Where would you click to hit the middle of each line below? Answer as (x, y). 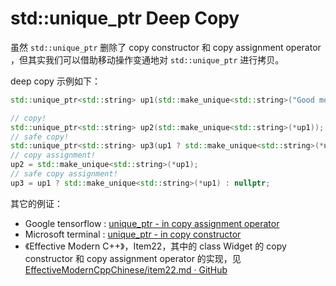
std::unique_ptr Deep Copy (125, 18)
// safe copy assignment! (64, 174)
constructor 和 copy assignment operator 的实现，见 (133, 258)
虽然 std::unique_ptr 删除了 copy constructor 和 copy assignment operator (166, 47)
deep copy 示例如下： (55, 81)
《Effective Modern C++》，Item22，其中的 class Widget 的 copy (155, 246)
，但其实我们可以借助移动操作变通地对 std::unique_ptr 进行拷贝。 (147, 59)
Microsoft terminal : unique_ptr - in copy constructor (133, 234)
